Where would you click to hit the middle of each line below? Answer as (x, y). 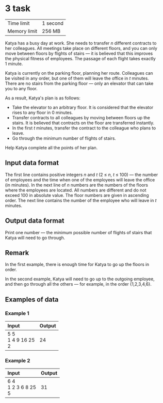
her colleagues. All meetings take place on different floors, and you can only (81, 48)
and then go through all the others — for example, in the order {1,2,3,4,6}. (78, 284)
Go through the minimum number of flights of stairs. (64, 138)
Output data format (35, 221)
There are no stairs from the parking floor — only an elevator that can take (79, 83)
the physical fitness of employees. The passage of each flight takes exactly (81, 58)
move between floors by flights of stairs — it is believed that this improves (79, 53)
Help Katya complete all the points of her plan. (51, 147)
